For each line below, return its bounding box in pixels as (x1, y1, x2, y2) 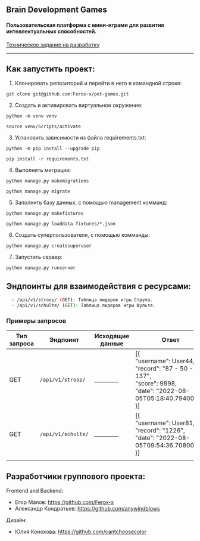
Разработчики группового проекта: (6, 471, 146, 481)
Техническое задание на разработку (6, 41, 100, 48)
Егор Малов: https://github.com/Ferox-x (14, 499, 114, 506)
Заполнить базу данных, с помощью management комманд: (14, 199, 168, 206)
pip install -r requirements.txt (6, 156, 89, 162)
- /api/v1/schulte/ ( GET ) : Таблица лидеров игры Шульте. (11, 302, 156, 309)
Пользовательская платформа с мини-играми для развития (6, 21, 165, 29)
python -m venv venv (6, 113, 58, 119)
